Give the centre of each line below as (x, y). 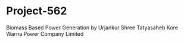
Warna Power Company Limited (45, 33)
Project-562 (37, 11)
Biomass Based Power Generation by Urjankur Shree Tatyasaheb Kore (92, 27)
